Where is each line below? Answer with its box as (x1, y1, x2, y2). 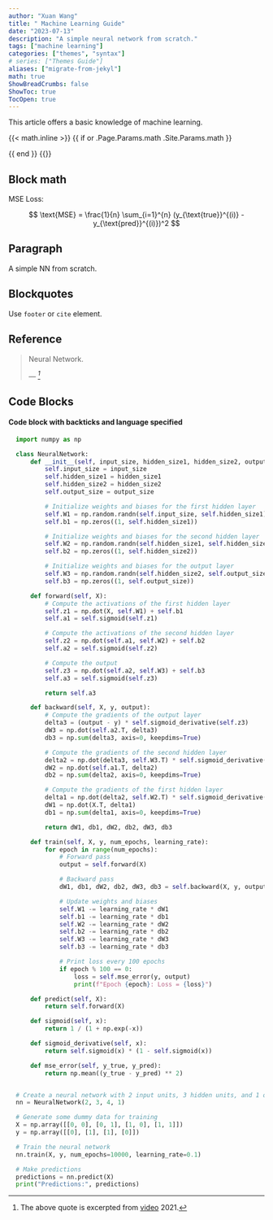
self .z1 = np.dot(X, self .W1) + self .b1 (44, 607, 184, 615)
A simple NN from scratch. (8, 264, 97, 273)
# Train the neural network (15, 1143, 111, 1151)
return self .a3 (44, 689, 96, 697)
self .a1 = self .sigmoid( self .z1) (44, 615, 158, 623)
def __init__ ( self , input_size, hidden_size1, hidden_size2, (29, 457, 242, 466)
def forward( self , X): (29, 591, 107, 600)
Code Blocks (8, 394, 74, 408)
